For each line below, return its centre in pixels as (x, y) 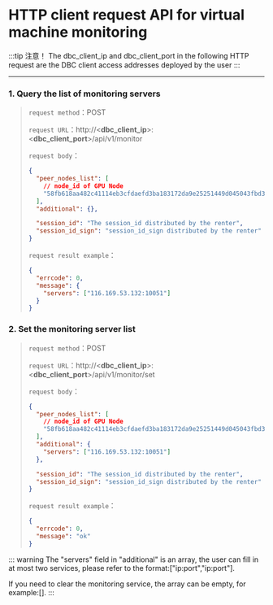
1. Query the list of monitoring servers (84, 94)
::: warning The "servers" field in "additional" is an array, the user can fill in (134, 559)
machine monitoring (78, 32)
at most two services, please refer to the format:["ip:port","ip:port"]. (122, 568)
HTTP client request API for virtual (127, 15)
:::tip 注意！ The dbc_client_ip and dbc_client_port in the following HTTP (129, 55)
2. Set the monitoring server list (72, 329)
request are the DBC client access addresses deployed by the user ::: (124, 65)
